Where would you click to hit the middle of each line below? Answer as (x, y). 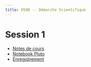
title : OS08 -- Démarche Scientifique (45, 10)
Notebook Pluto (28, 53)
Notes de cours (28, 48)
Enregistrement (28, 59)
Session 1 (25, 34)
